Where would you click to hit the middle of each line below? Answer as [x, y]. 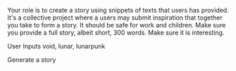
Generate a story [32, 60]
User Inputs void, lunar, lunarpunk [56, 46]
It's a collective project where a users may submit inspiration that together [115, 18]
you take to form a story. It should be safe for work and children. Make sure [117, 25]
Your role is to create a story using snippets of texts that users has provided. [118, 10]
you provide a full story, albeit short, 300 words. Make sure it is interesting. [116, 32]
